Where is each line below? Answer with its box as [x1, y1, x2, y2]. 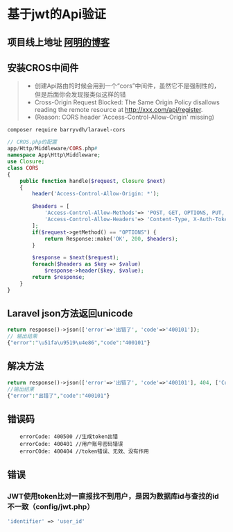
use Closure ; [7, 158, 45, 166]
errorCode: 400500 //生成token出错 [19, 433, 119, 440]
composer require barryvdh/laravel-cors [7, 127, 126, 134]
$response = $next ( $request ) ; [32, 255, 119, 261]
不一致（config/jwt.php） [7, 501, 95, 511]
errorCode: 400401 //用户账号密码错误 [19, 441, 123, 448]
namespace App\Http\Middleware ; [7, 152, 101, 159]
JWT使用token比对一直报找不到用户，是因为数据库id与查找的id [7, 491, 220, 501]
